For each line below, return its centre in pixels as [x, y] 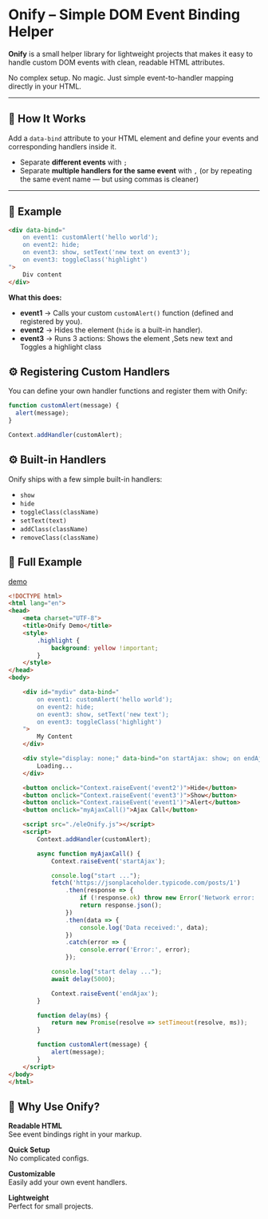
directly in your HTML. [45, 86]
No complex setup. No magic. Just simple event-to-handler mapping [121, 77]
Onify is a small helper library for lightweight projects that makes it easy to [131, 54]
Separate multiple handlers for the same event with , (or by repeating [136, 170]
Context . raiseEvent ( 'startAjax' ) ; [108, 861]
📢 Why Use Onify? [54, 1107]
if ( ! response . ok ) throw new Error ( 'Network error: [167, 898]
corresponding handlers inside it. [63, 146]
